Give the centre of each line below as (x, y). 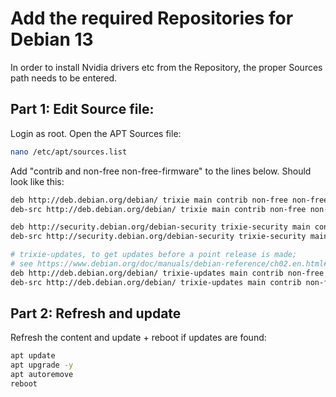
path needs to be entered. (64, 78)
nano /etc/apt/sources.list (69, 152)
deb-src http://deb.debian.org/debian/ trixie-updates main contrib (156, 282)
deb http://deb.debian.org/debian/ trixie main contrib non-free (149, 200)
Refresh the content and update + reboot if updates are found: (138, 338)
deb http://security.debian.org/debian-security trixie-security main (160, 227)
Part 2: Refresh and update (96, 313)
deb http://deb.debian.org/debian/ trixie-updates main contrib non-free (167, 273)
